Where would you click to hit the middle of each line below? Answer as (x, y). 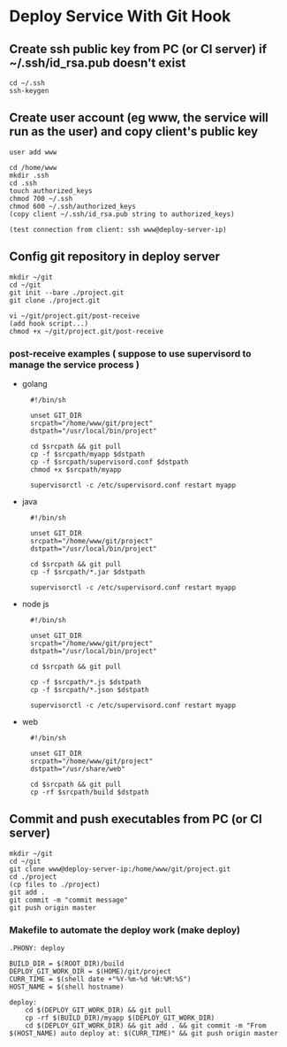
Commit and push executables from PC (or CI (136, 819)
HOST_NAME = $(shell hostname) (67, 987)
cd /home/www (33, 167)
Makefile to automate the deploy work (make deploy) (125, 929)
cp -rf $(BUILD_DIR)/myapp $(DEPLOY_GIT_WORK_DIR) (120, 1018)
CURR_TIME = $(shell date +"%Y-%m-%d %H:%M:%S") (100, 980)
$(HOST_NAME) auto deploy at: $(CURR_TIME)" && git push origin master (143, 1034)
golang (34, 383)
